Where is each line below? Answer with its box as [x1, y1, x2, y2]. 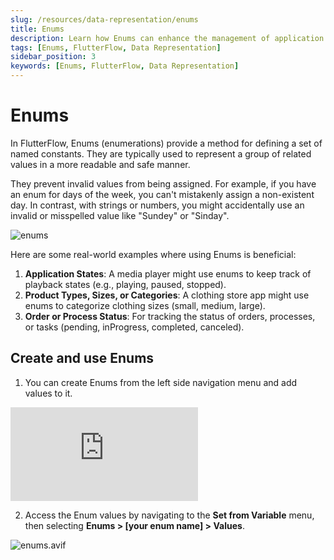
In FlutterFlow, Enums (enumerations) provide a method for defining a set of [10, 137, 323, 149]
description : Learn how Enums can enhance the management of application [10, 33, 325, 43]
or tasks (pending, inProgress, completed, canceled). [24, 321, 245, 333]
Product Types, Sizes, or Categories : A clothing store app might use [24, 289, 310, 301]
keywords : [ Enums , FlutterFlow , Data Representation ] [10, 61, 240, 71]
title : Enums [10, 24, 65, 34]
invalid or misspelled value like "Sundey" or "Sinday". [10, 209, 230, 221]
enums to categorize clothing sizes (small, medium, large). [24, 299, 266, 311]
